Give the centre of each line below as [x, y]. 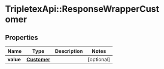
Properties [22, 37]
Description [69, 51]
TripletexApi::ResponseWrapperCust [82, 9]
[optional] [99, 59]
